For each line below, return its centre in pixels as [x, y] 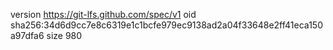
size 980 [64, 35]
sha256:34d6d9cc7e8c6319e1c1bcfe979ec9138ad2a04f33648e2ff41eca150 [166, 25]
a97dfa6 [27, 35]
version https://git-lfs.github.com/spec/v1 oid [103, 14]
